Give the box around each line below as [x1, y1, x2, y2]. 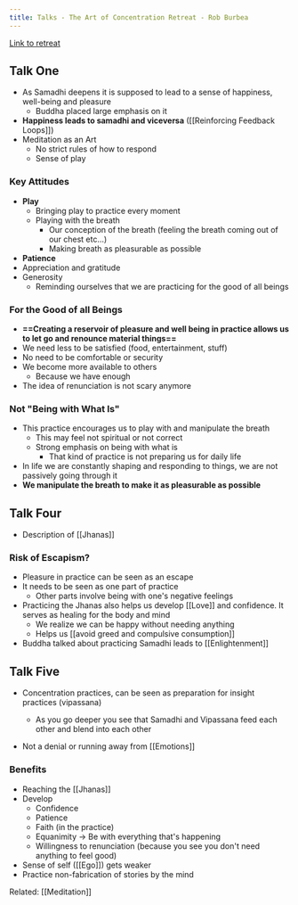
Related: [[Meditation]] [9, 886, 92, 897]
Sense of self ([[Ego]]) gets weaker [21, 860, 151, 870]
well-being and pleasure [21, 96, 111, 107]
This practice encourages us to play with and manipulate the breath [21, 423, 270, 433]
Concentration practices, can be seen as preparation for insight [21, 687, 255, 698]
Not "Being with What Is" [9, 402, 120, 415]
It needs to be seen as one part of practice [21, 581, 180, 592]
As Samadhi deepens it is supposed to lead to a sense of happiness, [21, 86, 273, 98]
